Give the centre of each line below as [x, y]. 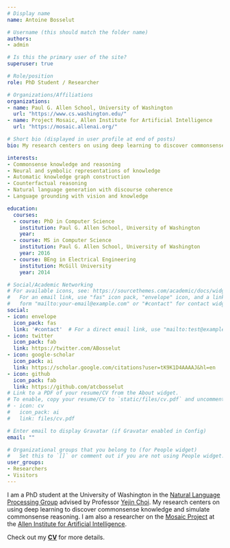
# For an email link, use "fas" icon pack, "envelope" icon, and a [108, 298]
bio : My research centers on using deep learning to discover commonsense [116, 145]
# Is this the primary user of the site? [67, 58]
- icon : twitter [30, 336]
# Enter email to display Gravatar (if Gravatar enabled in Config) [107, 431]
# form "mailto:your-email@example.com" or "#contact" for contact [108, 304]
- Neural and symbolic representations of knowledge [84, 171]
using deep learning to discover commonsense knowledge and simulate [108, 509]
